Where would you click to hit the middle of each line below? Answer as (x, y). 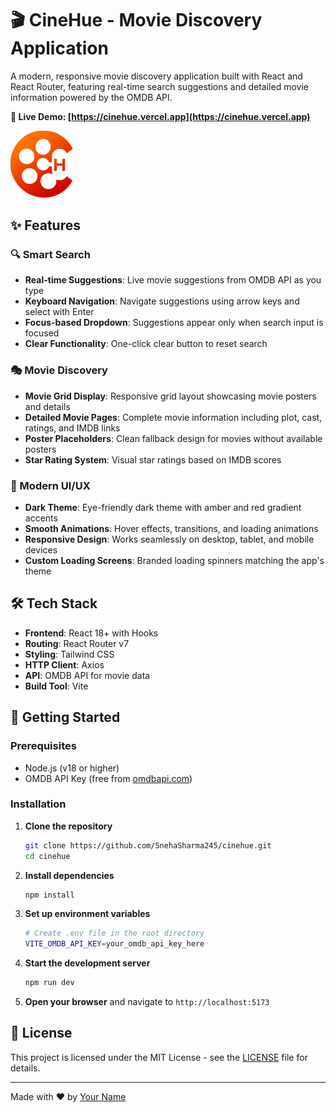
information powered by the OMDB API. (91, 97)
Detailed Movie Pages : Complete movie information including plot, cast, (173, 417)
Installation (38, 804)
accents (41, 518)
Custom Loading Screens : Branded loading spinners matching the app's (174, 561)
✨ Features (45, 225)
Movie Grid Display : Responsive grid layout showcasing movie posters (170, 396)
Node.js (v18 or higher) (72, 768)
